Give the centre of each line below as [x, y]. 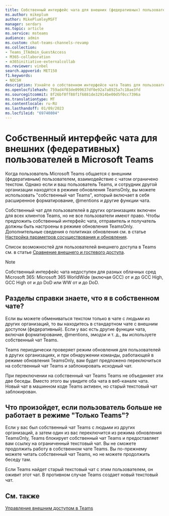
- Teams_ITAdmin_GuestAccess [36, 52]
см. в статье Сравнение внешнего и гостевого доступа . [65, 252]
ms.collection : [21, 47]
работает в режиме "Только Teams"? [67, 415]
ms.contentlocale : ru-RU [31, 104]
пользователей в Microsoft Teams [79, 160]
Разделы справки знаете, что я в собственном [82, 298]
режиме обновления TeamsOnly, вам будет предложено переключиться [83, 360]
